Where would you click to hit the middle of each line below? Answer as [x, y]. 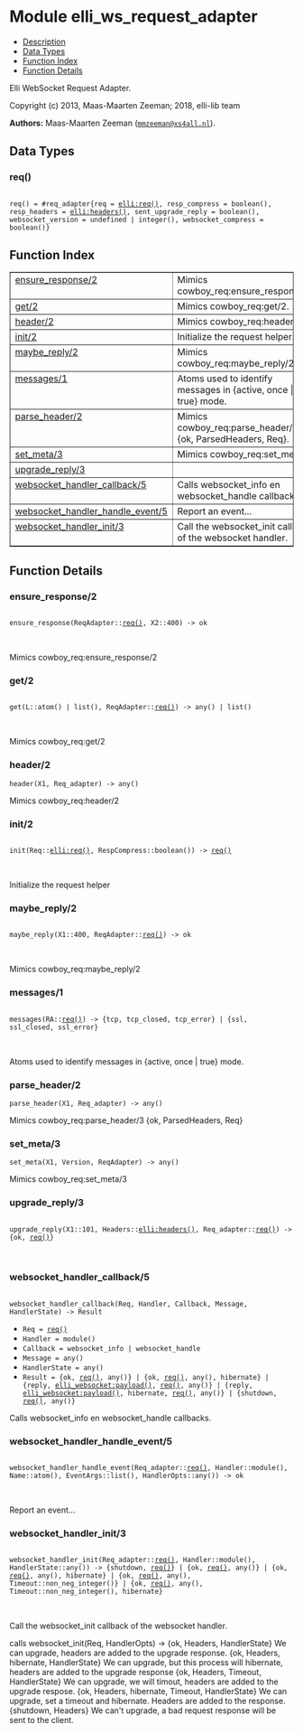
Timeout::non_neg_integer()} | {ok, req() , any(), [106, 1584]
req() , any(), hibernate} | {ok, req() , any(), [101, 1576]
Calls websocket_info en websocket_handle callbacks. [110, 1418]
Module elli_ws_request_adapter [134, 17]
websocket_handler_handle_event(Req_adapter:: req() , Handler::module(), [149, 1468]
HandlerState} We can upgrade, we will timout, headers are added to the [144, 1681]
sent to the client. [41, 1720]
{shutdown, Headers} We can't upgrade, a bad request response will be [143, 1710]
